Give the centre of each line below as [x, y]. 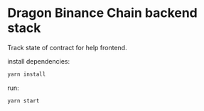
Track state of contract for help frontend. [67, 47]
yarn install [27, 74]
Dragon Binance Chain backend [102, 13]
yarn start [23, 100]
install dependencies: [38, 61]
